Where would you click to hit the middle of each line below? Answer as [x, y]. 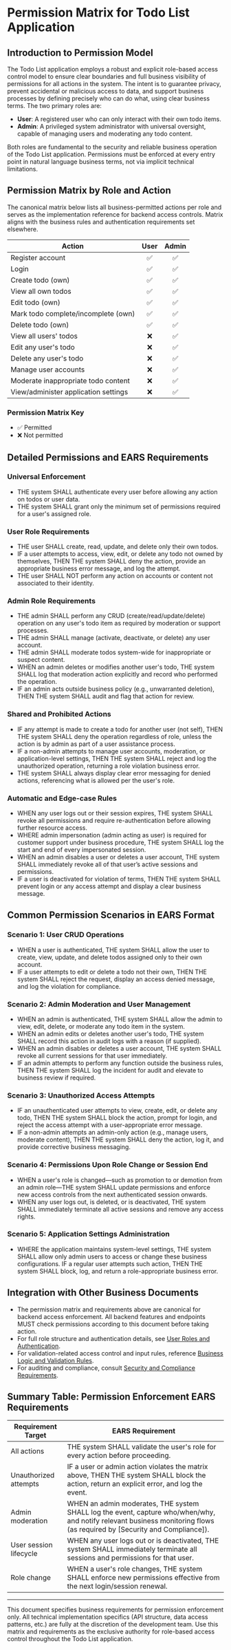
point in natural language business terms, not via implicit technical [101, 162]
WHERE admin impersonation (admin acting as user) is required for [112, 835]
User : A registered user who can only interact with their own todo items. [119, 119]
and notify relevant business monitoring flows [141, 1521]
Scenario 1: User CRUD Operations [66, 935]
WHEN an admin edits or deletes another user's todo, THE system [110, 1033]
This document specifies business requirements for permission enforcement [115, 1610]
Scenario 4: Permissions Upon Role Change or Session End [108, 1165]
